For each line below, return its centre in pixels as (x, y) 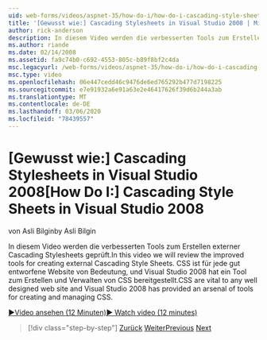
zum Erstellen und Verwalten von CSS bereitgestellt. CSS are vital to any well (133, 280)
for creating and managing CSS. (61, 297)
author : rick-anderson (46, 30)
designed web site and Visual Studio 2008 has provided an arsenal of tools (131, 288)
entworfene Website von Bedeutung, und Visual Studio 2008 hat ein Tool (128, 272)
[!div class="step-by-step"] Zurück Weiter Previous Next (120, 327)
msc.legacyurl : (33, 68)
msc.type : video (35, 75)
